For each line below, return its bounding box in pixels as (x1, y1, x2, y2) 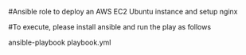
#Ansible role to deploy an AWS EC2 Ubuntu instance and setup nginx (8, 7, 238, 16)
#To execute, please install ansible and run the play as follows (8, 22, 212, 31)
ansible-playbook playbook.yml (8, 37, 111, 47)
